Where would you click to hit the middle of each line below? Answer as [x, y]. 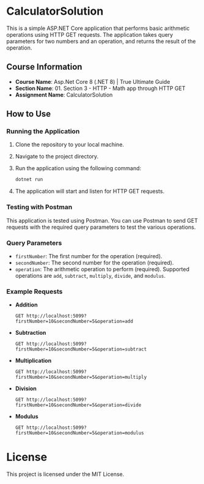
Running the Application [43, 132]
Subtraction [31, 333]
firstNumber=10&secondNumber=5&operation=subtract [81, 349]
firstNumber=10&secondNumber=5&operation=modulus [80, 433]
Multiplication [33, 361]
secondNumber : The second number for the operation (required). [94, 262]
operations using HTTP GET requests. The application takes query [90, 34]
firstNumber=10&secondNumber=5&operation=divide [78, 405]
